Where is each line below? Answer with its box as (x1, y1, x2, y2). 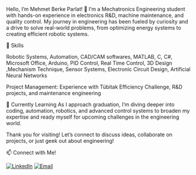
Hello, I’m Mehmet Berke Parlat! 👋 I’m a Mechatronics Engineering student (6, 6, 185, 12)
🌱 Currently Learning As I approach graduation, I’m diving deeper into (6, 101, 175, 108)
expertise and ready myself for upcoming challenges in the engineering (6, 113, 180, 120)
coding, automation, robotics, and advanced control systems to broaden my (6, 107, 190, 114)
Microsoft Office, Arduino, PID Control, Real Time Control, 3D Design (6, 59, 172, 66)
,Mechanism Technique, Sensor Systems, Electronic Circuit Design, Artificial (6, 66, 191, 73)
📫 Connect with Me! (6, 149, 57, 156)
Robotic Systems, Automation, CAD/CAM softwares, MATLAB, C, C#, (6, 53, 172, 60)
